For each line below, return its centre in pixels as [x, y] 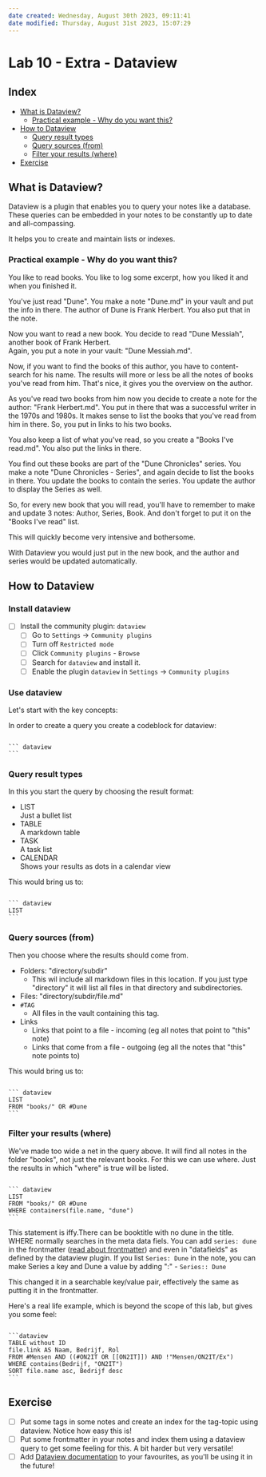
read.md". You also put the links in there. [75, 448]
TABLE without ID [37, 1343]
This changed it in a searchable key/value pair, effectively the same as [124, 1282]
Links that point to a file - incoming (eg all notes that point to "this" [141, 1030]
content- [225, 366]
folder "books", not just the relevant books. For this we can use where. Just [132, 1159]
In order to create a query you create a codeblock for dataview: [113, 725]
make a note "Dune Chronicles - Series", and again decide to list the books [131, 472]
